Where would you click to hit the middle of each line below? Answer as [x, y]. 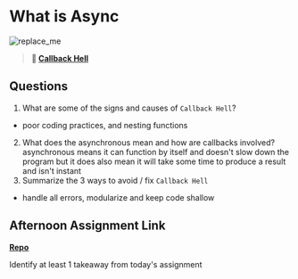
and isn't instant [52, 170]
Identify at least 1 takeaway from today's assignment [106, 264]
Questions [39, 86]
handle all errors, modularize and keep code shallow [118, 197]
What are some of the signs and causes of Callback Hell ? [129, 108]
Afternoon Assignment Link [87, 226]
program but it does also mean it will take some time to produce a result [154, 161]
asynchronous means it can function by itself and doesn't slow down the [156, 152]
